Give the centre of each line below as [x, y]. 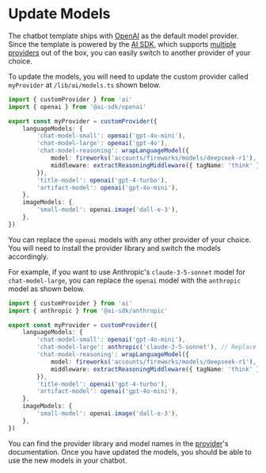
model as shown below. [47, 288]
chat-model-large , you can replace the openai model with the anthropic [125, 280]
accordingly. [28, 256]
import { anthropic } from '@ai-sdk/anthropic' [88, 310]
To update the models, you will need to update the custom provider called [128, 76]
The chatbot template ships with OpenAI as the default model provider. [123, 36]
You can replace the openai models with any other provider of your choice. [130, 240]
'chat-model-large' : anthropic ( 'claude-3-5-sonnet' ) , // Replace [147, 347]
